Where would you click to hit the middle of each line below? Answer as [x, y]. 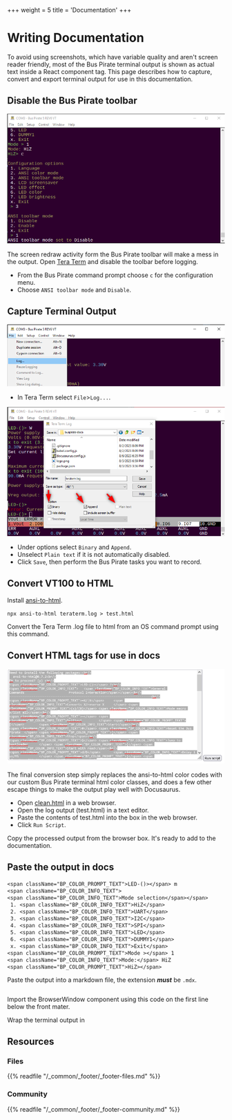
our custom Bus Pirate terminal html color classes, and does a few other [109, 782]
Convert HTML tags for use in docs [84, 656]
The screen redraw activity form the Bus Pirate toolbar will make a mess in [113, 254]
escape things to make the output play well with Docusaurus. [94, 789]
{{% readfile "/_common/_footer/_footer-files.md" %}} [84, 1076]
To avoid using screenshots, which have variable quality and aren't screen [113, 57]
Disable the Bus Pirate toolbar [72, 101]
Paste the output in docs [61, 867]
